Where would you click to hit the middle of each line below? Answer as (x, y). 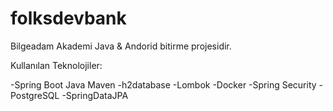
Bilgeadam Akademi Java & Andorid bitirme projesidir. (121, 46)
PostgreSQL (35, 95)
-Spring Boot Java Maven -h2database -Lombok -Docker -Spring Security (163, 84)
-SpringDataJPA (95, 95)
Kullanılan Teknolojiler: (56, 65)
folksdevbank (68, 18)
